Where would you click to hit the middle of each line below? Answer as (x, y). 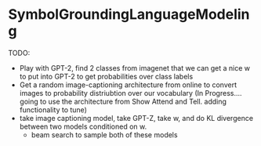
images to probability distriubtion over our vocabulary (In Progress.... (130, 93)
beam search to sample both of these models (104, 134)
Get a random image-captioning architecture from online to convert (128, 85)
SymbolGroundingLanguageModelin (129, 15)
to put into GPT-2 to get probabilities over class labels (106, 76)
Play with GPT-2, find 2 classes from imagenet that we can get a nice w (135, 68)
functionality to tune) (53, 109)
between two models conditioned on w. (83, 126)
